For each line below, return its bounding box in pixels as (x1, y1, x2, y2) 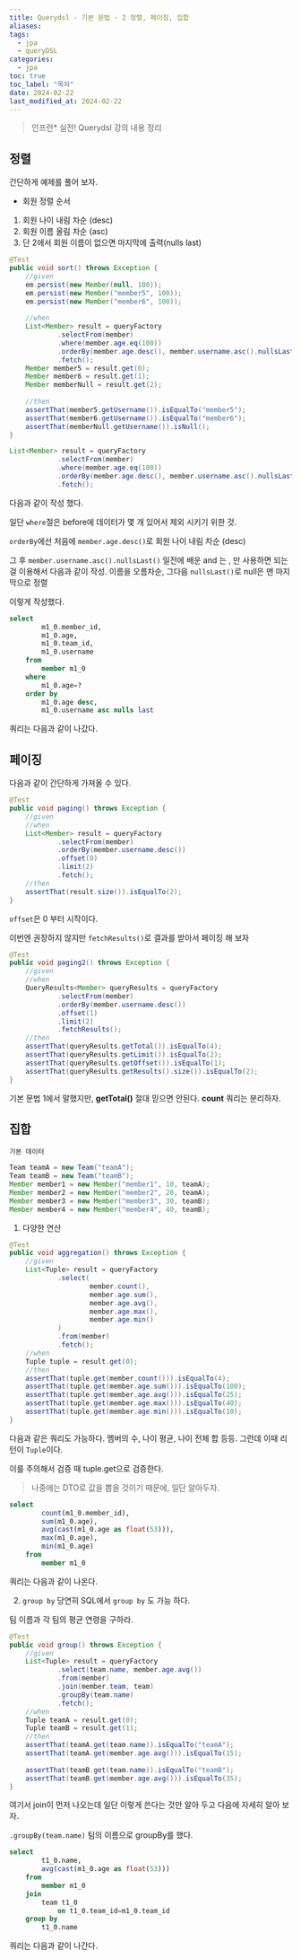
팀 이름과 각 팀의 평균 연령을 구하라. (9, 1613, 133, 1625)
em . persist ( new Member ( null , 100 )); (25, 280, 163, 289)
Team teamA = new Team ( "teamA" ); (9, 1164, 134, 1173)
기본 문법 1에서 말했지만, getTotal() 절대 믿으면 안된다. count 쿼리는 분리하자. (9, 1093, 281, 1103)
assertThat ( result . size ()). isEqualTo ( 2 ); (25, 887, 182, 896)
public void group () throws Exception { (9, 1640, 163, 1649)
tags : (9, 30, 30, 39)
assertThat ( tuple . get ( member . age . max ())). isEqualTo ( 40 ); (25, 1399, 243, 1408)
